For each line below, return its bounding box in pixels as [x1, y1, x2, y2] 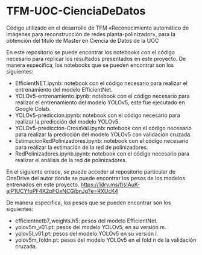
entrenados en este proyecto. [6, 181, 80, 188]
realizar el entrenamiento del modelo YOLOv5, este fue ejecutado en [14, 98, 185, 106]
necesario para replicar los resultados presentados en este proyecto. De [6, 55, 186, 62]
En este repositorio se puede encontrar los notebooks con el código [6, 48, 175, 55]
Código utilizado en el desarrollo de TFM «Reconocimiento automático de [6, 24, 189, 31]
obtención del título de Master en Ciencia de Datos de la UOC [6, 37, 159, 44]
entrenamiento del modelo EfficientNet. [14, 86, 113, 93]
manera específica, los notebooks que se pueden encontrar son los [6, 61, 174, 69]
